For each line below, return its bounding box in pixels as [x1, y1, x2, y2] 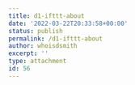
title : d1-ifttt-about [8, 11, 85, 20]
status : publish [8, 27, 63, 35]
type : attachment [8, 57, 67, 66]
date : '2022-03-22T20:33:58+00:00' [8, 19, 129, 28]
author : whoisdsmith [8, 42, 78, 50]
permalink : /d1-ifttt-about [8, 34, 103, 43]
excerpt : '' [8, 49, 49, 57]
